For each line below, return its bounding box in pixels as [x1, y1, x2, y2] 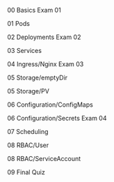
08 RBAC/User [7, 141, 49, 149]
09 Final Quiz [7, 168, 45, 176]
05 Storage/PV [7, 87, 50, 95]
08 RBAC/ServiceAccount [7, 155, 81, 162]
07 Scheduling [7, 128, 49, 135]
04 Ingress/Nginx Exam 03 [7, 60, 84, 68]
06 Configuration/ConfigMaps [7, 100, 94, 109]
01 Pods [7, 20, 30, 27]
